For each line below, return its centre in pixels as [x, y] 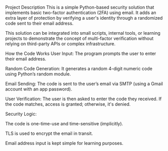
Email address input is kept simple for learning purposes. [64, 143]
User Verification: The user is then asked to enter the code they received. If [83, 99]
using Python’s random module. [38, 74]
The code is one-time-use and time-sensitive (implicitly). [64, 124]
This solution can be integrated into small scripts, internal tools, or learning [83, 33]
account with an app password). [39, 89]
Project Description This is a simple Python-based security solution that [80, 7]
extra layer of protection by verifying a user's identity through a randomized [84, 18]
